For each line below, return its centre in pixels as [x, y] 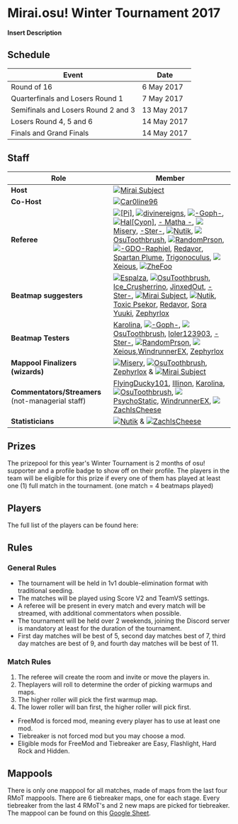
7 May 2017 [163, 98]
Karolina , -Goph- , [147, 324]
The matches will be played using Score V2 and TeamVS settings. [113, 598]
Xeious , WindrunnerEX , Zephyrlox [169, 351]
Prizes [22, 446]
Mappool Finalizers [44, 363]
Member [170, 178]
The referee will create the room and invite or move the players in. [114, 677]
